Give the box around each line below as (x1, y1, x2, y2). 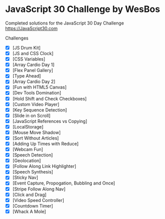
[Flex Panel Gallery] (12, 67, 54, 73)
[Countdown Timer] (12, 202, 54, 208)
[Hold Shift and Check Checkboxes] (12, 95, 87, 101)
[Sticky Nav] (12, 174, 39, 180)
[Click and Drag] (12, 191, 47, 197)
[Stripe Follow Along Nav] (12, 186, 66, 192)
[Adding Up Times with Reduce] (12, 141, 79, 146)
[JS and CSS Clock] (12, 50, 54, 56)
